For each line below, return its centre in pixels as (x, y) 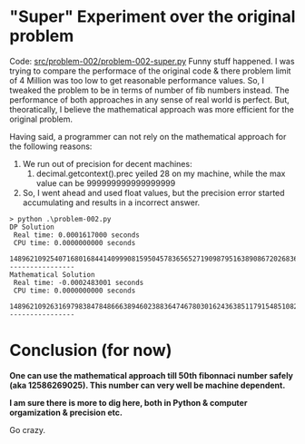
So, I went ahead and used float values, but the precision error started (153, 192)
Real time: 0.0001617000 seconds (77, 235)
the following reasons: (51, 146)
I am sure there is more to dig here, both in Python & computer (128, 402)
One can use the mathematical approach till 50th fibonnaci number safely (151, 375)
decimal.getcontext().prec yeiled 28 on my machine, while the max (161, 173)
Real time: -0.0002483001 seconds (79, 282)
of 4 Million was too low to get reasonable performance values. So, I (137, 80)
